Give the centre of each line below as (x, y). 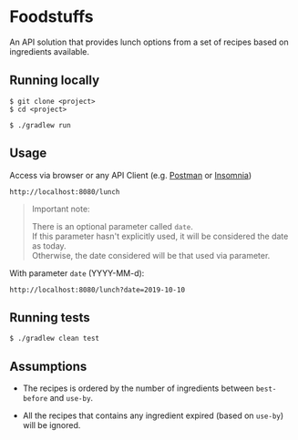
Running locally (55, 81)
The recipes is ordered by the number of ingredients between (138, 388)
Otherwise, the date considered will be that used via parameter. (151, 255)
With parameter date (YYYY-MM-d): (77, 273)
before (35, 399)
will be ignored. (51, 425)
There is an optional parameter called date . (113, 226)
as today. (49, 246)
